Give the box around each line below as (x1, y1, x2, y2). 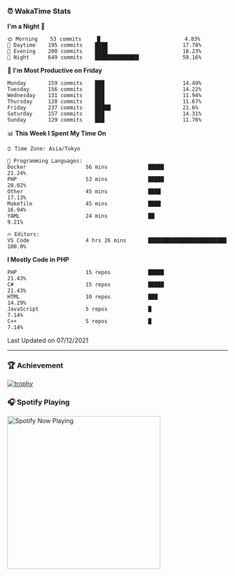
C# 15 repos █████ (7, 281, 164, 289)
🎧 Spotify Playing (7, 397, 70, 407)
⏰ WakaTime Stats (7, 6, 71, 16)
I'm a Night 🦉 (7, 22, 45, 31)
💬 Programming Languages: (7, 157, 83, 165)
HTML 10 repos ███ (7, 294, 158, 301)
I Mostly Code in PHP (7, 255, 70, 264)
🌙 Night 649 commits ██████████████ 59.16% (7, 54, 201, 62)
